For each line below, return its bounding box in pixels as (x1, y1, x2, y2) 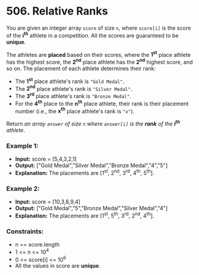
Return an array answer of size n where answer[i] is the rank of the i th (6, 119, 180, 127)
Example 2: (6, 184, 40, 193)
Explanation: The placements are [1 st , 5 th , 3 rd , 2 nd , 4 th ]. (15, 211, 154, 219)
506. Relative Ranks (6, 4, 108, 18)
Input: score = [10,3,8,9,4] (15, 198, 80, 205)
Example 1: (6, 141, 39, 150)
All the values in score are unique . (15, 262, 101, 270)
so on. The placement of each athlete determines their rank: (6, 65, 156, 72)
